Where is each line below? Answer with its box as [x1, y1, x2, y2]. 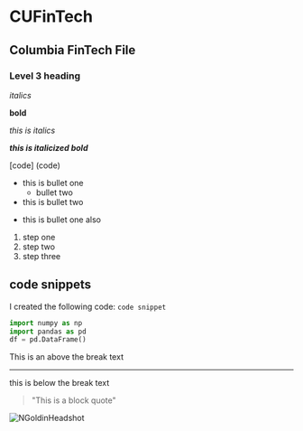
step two [22, 241, 56, 252]
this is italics [9, 125, 56, 136]
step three [22, 250, 61, 261]
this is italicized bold [9, 142, 88, 153]
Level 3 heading [9, 70, 81, 82]
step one [22, 231, 56, 242]
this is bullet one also [22, 214, 102, 225]
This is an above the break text [9, 351, 124, 362]
